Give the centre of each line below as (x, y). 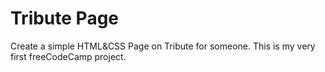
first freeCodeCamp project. (68, 56)
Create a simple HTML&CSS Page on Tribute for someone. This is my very (163, 46)
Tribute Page (65, 18)
